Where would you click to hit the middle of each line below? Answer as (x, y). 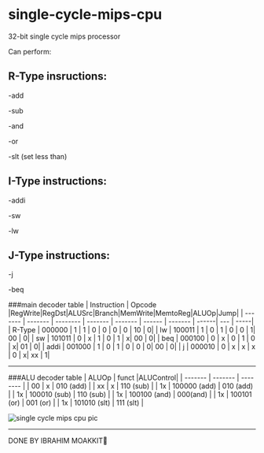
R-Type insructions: (58, 76)
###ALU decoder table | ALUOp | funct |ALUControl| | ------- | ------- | (124, 378)
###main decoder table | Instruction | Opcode (82, 305)
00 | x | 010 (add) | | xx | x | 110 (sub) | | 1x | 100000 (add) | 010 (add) (142, 386)
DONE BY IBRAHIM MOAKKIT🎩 (58, 441)
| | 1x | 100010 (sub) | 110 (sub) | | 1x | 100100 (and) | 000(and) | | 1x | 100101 (130, 395)
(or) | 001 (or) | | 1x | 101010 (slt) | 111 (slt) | (76, 403)
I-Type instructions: (58, 182)
